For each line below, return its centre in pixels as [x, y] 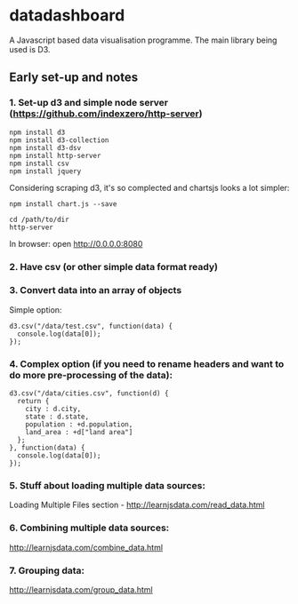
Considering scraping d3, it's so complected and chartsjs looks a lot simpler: [149, 187]
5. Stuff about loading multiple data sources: [108, 486]
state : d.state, [57, 417]
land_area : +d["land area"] [79, 433]
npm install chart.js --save [63, 204]
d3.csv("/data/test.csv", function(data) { [91, 326]
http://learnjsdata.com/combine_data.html [86, 547]
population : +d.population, [79, 425]
